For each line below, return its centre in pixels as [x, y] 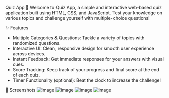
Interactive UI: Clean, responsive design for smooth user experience [83, 48]
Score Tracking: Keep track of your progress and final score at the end [86, 70]
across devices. [29, 54]
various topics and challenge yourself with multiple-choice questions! [77, 18]
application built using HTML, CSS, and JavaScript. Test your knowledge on [84, 13]
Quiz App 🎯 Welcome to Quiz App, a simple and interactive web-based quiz [84, 8]
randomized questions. [36, 43]
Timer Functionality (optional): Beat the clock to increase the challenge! [87, 80]
